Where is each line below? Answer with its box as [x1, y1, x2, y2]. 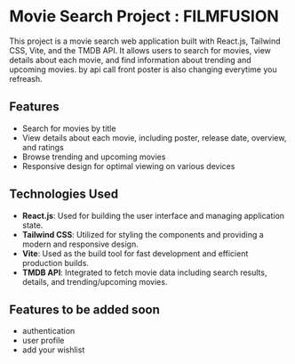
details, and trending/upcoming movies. [21, 276, 168, 287]
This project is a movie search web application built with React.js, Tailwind [9, 36, 282, 46]
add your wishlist [21, 344, 85, 355]
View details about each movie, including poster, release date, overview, [21, 132, 287, 143]
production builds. [21, 257, 89, 268]
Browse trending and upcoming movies [21, 151, 166, 162]
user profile [21, 336, 65, 346]
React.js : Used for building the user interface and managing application [21, 210, 285, 221]
